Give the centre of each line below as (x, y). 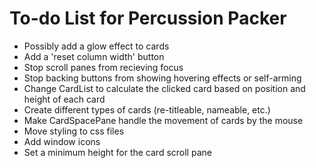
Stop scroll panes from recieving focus (103, 67)
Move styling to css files (74, 131)
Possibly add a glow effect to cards (96, 46)
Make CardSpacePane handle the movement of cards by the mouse (163, 120)
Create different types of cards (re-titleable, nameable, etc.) (147, 109)
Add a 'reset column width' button (94, 56)
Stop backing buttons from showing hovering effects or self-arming (162, 78)
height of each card (64, 99)
